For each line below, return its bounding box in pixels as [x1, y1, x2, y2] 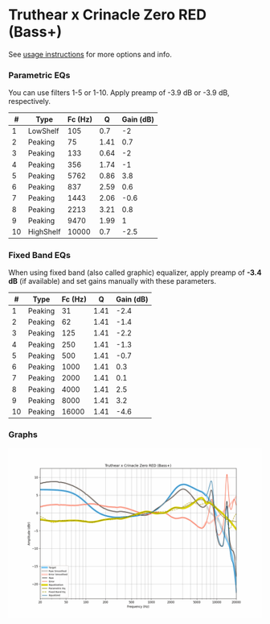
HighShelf [27, 227, 61, 237]
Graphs [8, 429, 38, 440]
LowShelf [27, 126, 59, 135]
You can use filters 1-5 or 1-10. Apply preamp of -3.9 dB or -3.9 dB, [8, 88, 231, 98]
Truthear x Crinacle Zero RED [8, 6, 207, 24]
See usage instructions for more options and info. [8, 49, 173, 59]
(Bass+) [8, 23, 63, 41]
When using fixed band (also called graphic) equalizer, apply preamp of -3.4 [8, 268, 263, 277]
